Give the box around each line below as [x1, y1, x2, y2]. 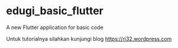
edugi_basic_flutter [6, 4, 103, 18]
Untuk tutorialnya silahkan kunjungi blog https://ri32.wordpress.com [6, 35, 172, 42]
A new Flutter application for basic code [6, 24, 103, 31]
